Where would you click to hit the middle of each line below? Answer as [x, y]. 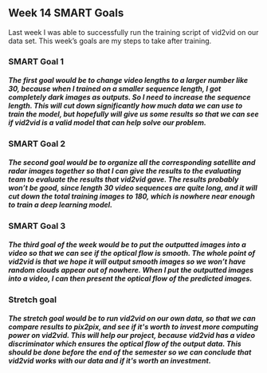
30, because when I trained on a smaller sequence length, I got [115, 89]
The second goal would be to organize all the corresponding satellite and [132, 163]
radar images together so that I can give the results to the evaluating [125, 171]
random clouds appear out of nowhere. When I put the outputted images [131, 270]
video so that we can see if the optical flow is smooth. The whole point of [132, 253]
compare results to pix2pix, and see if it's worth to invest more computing [133, 327]
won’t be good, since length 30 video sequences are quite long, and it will [133, 188]
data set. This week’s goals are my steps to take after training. [110, 41]
